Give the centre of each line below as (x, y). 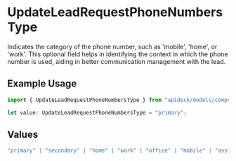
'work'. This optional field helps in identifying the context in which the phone (118, 54)
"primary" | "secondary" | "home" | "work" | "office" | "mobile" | (110, 151)
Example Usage (42, 84)
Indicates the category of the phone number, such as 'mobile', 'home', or (112, 46)
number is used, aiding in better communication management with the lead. (117, 61)
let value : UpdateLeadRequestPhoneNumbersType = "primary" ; (97, 112)
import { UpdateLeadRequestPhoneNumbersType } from (84, 100)
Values (23, 134)
